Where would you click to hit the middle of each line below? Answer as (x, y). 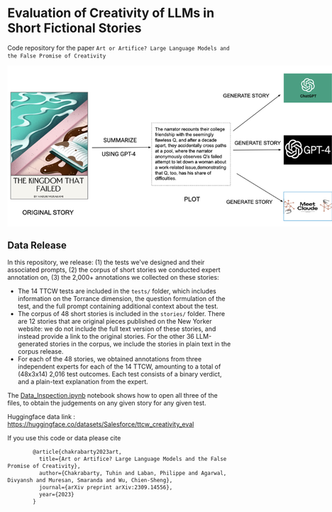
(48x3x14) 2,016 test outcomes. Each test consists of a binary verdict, (120, 374)
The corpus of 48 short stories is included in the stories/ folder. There (121, 314)
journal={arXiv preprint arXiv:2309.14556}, (106, 488)
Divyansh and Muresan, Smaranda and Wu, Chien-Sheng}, (90, 481)
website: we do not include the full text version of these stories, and (117, 329)
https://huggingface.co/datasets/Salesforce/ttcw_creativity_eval (101, 425)
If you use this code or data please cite (64, 438)
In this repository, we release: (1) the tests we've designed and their (106, 262)
